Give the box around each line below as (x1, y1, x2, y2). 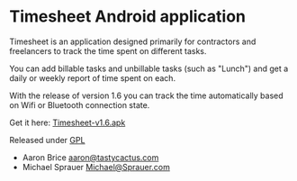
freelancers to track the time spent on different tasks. (9, 45, 207, 56)
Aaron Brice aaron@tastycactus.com (22, 151, 159, 163)
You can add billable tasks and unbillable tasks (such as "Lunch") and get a (9, 63, 289, 74)
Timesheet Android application (9, 6, 246, 27)
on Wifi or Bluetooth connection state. (9, 99, 150, 110)
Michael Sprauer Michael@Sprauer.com (22, 161, 171, 172)
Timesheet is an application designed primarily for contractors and (9, 36, 256, 47)
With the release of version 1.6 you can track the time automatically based (9, 90, 283, 101)
